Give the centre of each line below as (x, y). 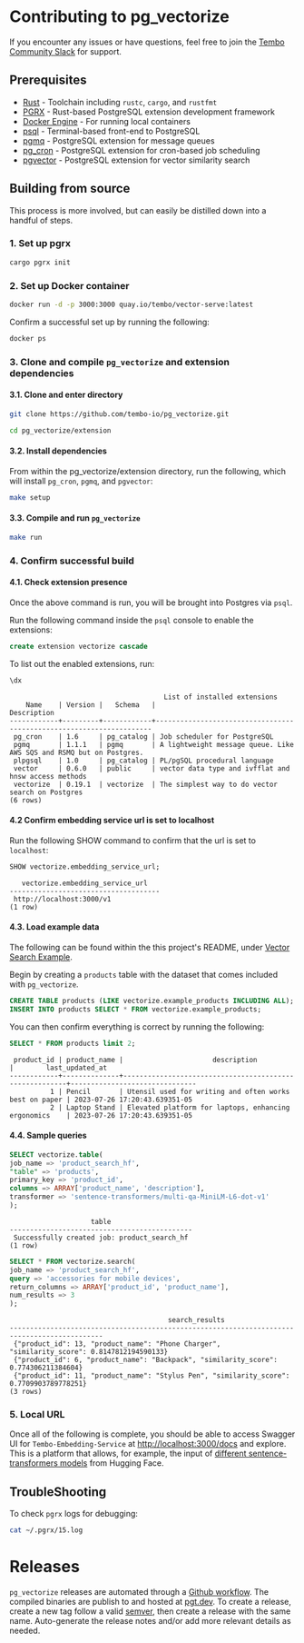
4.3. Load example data (54, 927)
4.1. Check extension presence (69, 583)
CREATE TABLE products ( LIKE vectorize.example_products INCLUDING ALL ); (152, 1001)
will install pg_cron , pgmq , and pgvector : (81, 481)
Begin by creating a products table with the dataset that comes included (144, 974)
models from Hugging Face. (113, 1463)
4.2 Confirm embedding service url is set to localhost (112, 821)
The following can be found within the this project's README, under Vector (150, 947)
